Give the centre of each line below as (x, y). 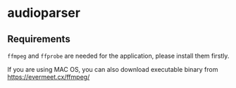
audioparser (44, 13)
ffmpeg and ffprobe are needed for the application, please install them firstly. (118, 56)
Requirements (39, 39)
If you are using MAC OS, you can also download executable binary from (113, 69)
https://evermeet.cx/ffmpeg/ (49, 77)
